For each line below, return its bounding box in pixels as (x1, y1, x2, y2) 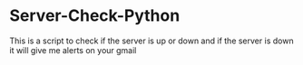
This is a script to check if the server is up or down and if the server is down (9, 35, 294, 46)
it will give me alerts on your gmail (9, 44, 137, 55)
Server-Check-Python (9, 5, 181, 26)
